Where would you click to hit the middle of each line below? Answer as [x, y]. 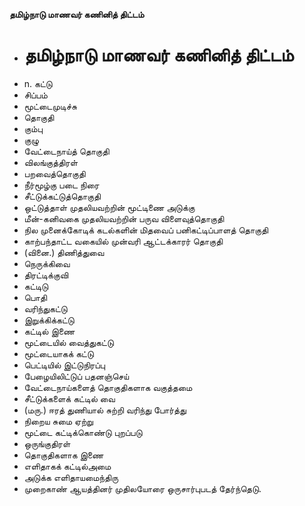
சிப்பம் [35, 95]
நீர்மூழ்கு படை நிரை [61, 185]
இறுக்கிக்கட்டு [49, 320]
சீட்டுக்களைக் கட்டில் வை [69, 398]
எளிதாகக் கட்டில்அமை [67, 466]
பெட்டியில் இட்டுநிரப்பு [64, 365]
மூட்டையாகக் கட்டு [58, 353]
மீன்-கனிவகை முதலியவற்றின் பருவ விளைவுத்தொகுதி [124, 218]
